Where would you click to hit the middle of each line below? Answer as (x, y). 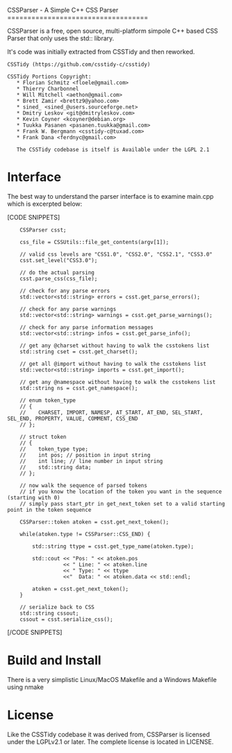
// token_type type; (54, 449)
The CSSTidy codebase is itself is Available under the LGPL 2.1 (113, 149)
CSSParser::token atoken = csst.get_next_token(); (94, 522)
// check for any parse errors (65, 291)
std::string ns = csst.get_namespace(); (79, 388)
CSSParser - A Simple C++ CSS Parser (63, 10)
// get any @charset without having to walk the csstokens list (115, 346)
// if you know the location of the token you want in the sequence (121, 492)
